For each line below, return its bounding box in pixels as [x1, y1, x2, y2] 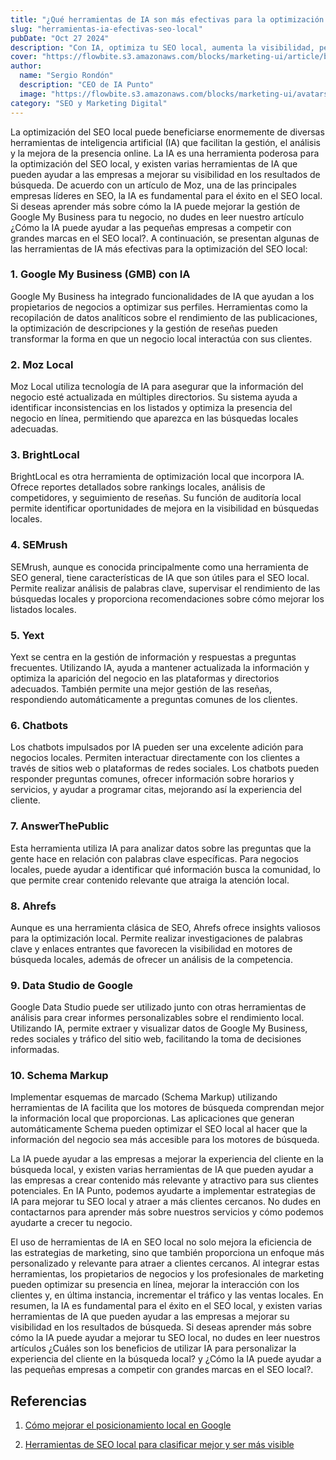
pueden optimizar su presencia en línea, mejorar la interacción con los [10, 1279, 300, 1291]
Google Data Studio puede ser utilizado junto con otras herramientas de [10, 1001, 307, 1013]
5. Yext [10, 628, 45, 642]
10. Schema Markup [10, 1069, 109, 1083]
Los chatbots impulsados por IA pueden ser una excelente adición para [10, 741, 304, 753]
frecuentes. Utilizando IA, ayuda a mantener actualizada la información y [10, 661, 310, 673]
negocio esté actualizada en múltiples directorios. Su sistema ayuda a [10, 391, 298, 403]
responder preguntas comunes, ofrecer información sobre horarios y [10, 773, 295, 785]
